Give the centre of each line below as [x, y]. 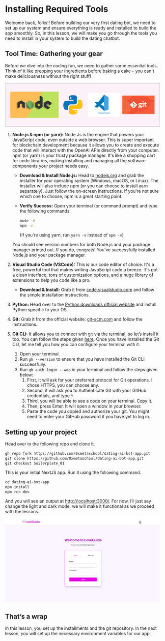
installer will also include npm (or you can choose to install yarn [84, 186]
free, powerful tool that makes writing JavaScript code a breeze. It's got [85, 270]
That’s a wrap [26, 616]
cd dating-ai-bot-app [27, 482]
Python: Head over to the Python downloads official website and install [84, 305]
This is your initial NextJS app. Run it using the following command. [73, 472]
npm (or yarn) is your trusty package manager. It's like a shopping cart [83, 155]
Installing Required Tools [57, 9]
